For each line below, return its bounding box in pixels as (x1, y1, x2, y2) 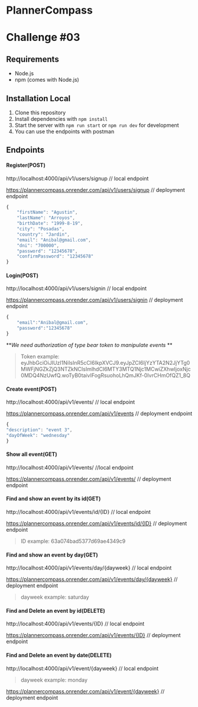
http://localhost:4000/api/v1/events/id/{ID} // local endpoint (6, 509, 151, 516)
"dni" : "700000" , (17, 242, 60, 249)
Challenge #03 (6, 31, 80, 44)
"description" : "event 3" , (6, 427, 73, 433)
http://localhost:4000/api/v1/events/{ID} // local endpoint (6, 620, 145, 628)
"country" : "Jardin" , (17, 232, 70, 237)
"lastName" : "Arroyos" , (17, 215, 76, 221)
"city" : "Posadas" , (17, 226, 65, 232)
